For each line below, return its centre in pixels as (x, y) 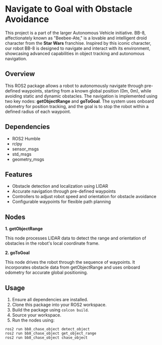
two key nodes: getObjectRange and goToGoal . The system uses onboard (80, 101)
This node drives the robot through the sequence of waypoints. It (70, 262)
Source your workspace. (37, 315)
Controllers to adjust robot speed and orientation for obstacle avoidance (84, 197)
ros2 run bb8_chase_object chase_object (47, 338)
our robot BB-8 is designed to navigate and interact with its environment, (78, 48)
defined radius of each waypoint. (38, 111)
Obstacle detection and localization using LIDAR (60, 186)
